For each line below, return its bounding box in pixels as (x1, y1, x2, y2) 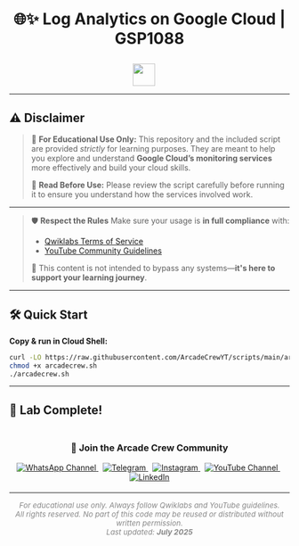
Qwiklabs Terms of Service (44, 236, 144, 246)
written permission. (116, 517, 183, 528)
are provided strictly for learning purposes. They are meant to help (30, 144, 276, 153)
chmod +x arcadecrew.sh (9, 361, 98, 370)
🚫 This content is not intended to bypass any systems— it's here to (30, 263, 276, 273)
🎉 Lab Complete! (9, 402, 103, 418)
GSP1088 (114, 29, 185, 49)
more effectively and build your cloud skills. (30, 162, 191, 173)
